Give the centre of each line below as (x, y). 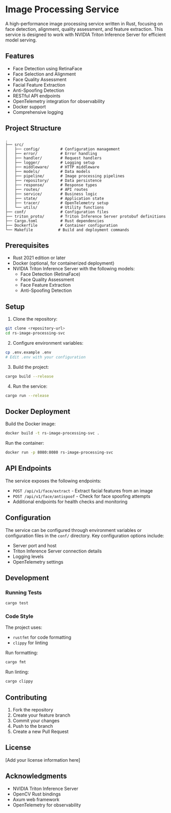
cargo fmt (16, 662)
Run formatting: (22, 653)
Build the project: (31, 367)
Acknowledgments (36, 776)
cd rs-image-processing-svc (35, 333)
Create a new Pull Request (41, 731)
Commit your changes (36, 721)
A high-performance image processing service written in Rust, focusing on (84, 24)
